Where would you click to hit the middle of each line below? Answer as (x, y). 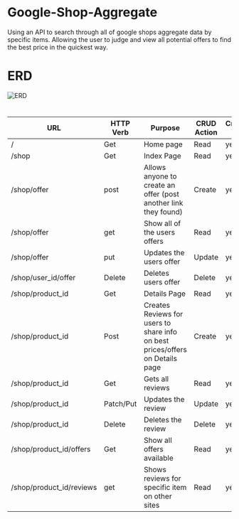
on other (158, 496)
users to (157, 323)
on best (156, 341)
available (159, 458)
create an (159, 186)
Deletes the (163, 420)
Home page (163, 144)
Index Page (162, 156)
